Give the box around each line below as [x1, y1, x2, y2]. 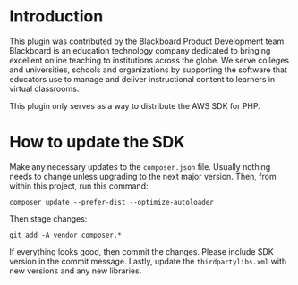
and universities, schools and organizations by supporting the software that [9, 64, 288, 75]
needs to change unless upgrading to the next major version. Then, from [9, 171, 277, 181]
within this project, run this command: [9, 180, 149, 191]
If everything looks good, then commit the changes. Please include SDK [9, 246, 275, 256]
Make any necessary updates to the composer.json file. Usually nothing [9, 161, 271, 172]
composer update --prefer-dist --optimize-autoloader [9, 197, 215, 206]
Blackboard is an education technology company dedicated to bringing [9, 45, 271, 55]
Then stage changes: [9, 213, 88, 224]
